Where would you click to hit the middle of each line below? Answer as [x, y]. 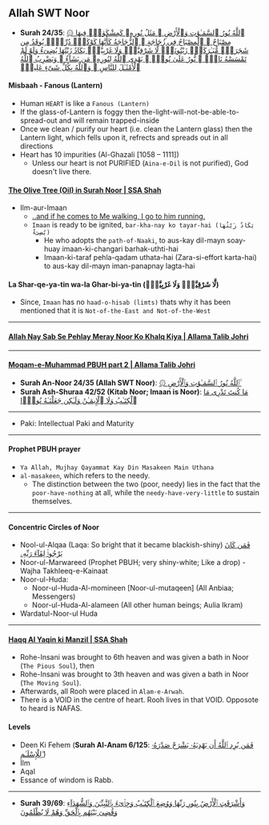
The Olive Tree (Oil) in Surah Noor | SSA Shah [85, 190]
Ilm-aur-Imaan [43, 208]
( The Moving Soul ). [50, 683]
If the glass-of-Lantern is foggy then [80, 112]
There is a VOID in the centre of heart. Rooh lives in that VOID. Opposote [139, 700]
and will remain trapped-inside [109, 120]
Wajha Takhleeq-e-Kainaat [64, 571]
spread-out [38, 120]
